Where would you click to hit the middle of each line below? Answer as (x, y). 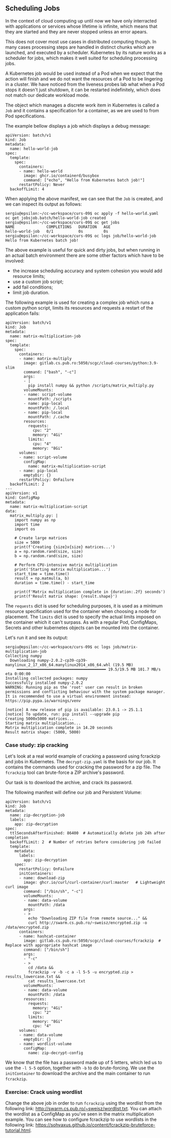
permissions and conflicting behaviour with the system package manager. (86, 692)
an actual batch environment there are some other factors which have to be (85, 255)
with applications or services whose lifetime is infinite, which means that (81, 26)
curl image (17, 887)
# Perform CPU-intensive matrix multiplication (66, 565)
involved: (15, 260)
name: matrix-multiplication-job (45, 336)
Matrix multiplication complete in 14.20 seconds (59, 727)
